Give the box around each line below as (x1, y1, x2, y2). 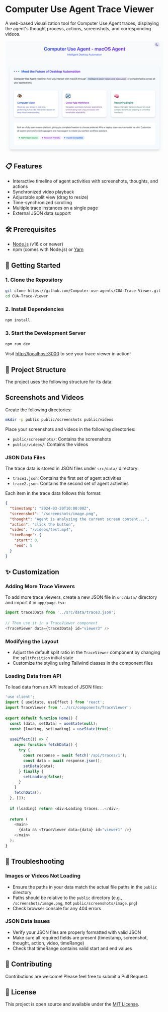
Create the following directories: (5, 407, 72, 413)
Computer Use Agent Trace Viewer (5, 4, 154, 15)
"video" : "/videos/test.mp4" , (10, 527, 73, 532)
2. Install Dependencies (5, 305, 64, 312)
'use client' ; (5, 694, 35, 700)
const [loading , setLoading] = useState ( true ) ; (10, 726, 112, 731)
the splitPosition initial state (12, 655, 74, 661)
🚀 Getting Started (5, 261, 61, 270)
